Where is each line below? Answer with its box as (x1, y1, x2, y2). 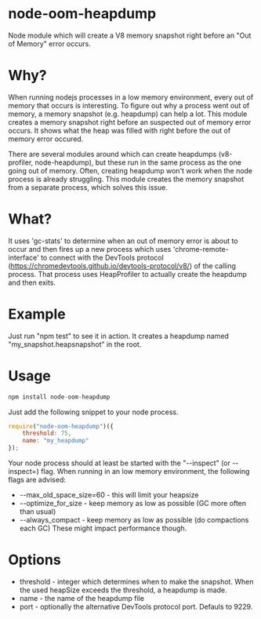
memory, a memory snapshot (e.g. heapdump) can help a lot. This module (8, 109, 248, 118)
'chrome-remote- (172, 244, 229, 253)
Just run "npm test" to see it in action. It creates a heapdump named (8, 331, 230, 340)
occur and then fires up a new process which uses (8, 244, 172, 253)
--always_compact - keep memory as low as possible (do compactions (19, 515, 249, 525)
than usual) (19, 507, 56, 516)
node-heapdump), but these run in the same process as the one (34, 158, 241, 167)
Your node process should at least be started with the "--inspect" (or (8, 458, 231, 468)
